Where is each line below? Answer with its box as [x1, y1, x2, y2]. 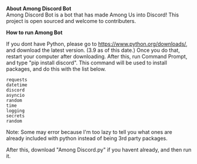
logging [6, 108, 25, 114]
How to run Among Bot [6, 29, 63, 36]
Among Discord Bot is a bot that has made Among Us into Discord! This [6, 11, 179, 18]
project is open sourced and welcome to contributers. [6, 18, 136, 24]
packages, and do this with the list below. [6, 65, 106, 73]
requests [6, 77, 28, 83]
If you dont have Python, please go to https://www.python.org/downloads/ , [6, 41, 188, 47]
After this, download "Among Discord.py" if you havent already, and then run [6, 146, 192, 153]
